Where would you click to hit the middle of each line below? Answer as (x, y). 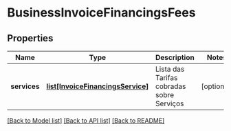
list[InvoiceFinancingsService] (98, 86)
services (25, 86)
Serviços (170, 103)
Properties (30, 38)
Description (175, 58)
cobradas (171, 86)
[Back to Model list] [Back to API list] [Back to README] (86, 121)
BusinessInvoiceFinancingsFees (101, 13)
